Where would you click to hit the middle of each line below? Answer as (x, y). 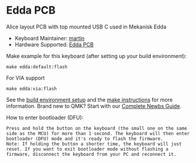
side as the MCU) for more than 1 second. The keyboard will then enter (98, 133)
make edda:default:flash (37, 67)
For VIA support (26, 78)
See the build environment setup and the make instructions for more (90, 100)
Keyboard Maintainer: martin (50, 38)
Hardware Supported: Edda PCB (54, 44)
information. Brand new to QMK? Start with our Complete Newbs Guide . (94, 106)
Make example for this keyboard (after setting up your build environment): (97, 56)
